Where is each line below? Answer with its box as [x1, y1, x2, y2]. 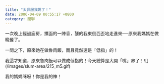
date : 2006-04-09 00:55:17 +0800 [5, 12, 74, 17]
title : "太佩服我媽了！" [5, 7, 51, 12]
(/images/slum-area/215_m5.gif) [5, 63, 71, 69]
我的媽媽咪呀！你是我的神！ [5, 74, 62, 80]
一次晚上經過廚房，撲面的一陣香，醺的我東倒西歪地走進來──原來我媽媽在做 [5, 31, 159, 37]
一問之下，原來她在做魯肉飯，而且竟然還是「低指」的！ [5, 47, 118, 53]
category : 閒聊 [5, 16, 35, 21]
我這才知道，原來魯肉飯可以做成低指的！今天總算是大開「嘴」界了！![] [5, 58, 149, 64]
